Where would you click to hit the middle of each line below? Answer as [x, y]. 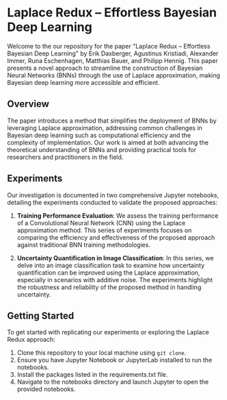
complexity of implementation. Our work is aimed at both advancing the [108, 142]
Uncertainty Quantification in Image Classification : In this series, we [115, 258]
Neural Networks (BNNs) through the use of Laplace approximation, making [114, 75]
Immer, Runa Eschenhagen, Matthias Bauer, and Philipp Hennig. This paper [112, 60]
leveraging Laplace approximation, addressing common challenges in [105, 127]
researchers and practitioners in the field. [65, 157]
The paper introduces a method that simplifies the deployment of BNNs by [112, 121]
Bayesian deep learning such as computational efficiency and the [99, 135]
